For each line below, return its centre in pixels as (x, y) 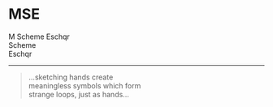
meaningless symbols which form (84, 85)
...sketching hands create (71, 77)
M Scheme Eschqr (39, 36)
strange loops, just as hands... (79, 94)
